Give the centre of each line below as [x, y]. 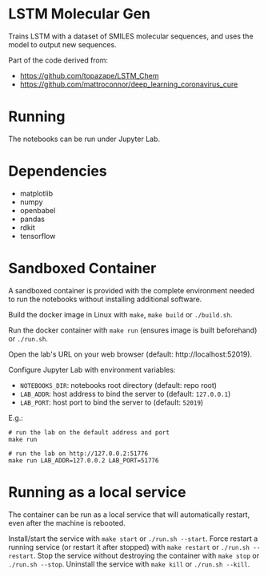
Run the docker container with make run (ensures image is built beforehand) [133, 330]
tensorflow [38, 236]
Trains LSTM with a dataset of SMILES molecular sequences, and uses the [131, 36]
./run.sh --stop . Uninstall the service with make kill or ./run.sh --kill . [129, 564]
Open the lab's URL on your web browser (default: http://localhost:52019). [130, 354]
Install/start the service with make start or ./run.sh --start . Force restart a [133, 539]
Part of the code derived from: [58, 60]
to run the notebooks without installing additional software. [105, 299]
